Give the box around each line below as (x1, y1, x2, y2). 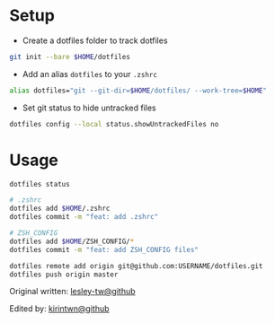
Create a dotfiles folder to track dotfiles (22, 35, 168, 46)
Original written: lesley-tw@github (9, 286, 137, 297)
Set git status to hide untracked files (22, 102, 156, 113)
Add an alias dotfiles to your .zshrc (22, 68, 157, 79)
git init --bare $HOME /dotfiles (9, 52, 130, 61)
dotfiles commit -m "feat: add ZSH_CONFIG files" (9, 245, 200, 254)
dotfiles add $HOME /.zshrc (9, 204, 111, 214)
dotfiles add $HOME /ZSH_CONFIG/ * (9, 237, 135, 246)
